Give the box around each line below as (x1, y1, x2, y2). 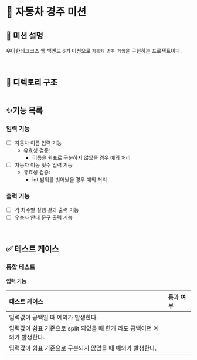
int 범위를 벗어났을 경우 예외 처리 (32, 176, 107, 183)
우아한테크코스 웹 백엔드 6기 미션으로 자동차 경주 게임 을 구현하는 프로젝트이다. (6, 48, 182, 54)
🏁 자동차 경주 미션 (6, 5, 87, 19)
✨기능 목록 (6, 106, 43, 116)
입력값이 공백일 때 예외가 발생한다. (9, 313, 98, 321)
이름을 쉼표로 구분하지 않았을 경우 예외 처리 (32, 154, 131, 161)
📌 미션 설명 (6, 31, 44, 41)
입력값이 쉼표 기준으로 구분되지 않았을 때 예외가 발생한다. (9, 344, 157, 352)
